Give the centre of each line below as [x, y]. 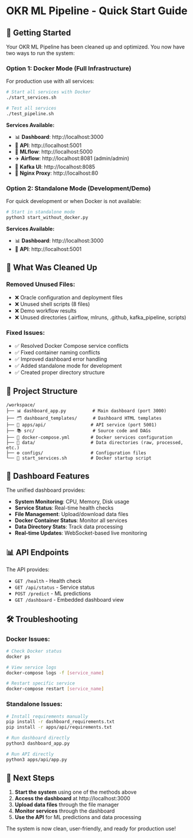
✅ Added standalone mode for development [68, 366]
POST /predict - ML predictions [53, 594]
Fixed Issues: [26, 333]
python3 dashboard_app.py [38, 744]
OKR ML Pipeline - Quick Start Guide [97, 11]
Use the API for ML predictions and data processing [78, 817]
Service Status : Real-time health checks [64, 508]
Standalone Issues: [35, 704]
